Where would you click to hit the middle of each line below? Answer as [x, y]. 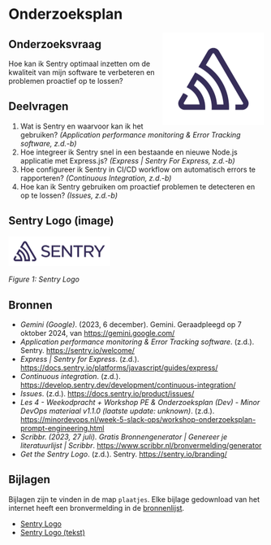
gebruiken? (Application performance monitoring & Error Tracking [130, 134]
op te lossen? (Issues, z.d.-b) [69, 195]
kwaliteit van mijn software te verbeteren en [82, 72]
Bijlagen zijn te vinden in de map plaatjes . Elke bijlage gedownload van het [134, 499]
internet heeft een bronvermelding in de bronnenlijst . [97, 508]
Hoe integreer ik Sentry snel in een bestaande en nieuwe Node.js [129, 152]
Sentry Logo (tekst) [52, 532]
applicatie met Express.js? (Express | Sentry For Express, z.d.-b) [127, 160]
